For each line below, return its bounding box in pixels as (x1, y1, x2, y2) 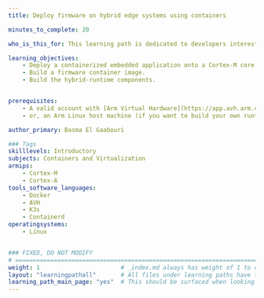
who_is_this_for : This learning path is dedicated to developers (8, 40, 226, 48)
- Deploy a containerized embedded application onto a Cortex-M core (22, 61, 255, 69)
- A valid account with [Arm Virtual (22, 104, 146, 112)
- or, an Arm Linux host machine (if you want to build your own (22, 112, 241, 120)
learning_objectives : (8, 54, 79, 62)
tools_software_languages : (8, 184, 97, 192)
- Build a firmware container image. (22, 68, 146, 77)
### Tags (8, 140, 37, 148)
